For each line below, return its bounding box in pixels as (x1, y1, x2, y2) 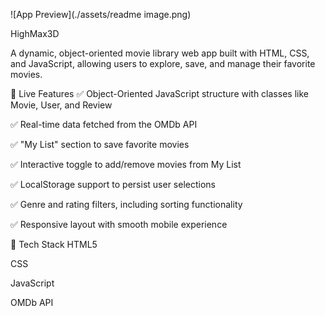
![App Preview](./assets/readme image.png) (10, 9, 192, 20)
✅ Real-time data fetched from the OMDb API (10, 119, 198, 130)
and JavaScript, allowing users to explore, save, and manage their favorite (10, 58, 316, 69)
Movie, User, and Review (10, 99, 113, 111)
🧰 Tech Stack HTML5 (10, 239, 98, 250)
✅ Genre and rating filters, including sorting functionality (10, 199, 243, 210)
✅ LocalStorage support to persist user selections (10, 179, 216, 190)
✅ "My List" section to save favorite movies (10, 139, 190, 150)
